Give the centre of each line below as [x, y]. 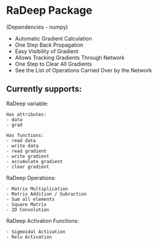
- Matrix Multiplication [37, 189]
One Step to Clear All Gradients [53, 64]
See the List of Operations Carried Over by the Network [83, 70]
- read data [21, 140]
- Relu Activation [29, 237]
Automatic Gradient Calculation [53, 38]
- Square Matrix [26, 204]
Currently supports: [44, 89]
